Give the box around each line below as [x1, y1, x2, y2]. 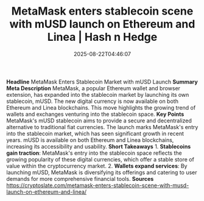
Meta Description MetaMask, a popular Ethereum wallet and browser [6, 84, 181, 92]
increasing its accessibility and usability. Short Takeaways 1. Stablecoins [6, 143, 191, 150]
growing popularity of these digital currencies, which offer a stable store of [6, 155, 195, 163]
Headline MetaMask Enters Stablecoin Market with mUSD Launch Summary [6, 78, 198, 85]
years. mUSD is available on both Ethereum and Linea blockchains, [6, 136, 174, 144]
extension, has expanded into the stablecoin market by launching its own [6, 91, 189, 98]
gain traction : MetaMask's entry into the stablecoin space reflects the [6, 149, 182, 157]
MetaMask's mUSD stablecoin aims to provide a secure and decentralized [6, 117, 192, 124]
